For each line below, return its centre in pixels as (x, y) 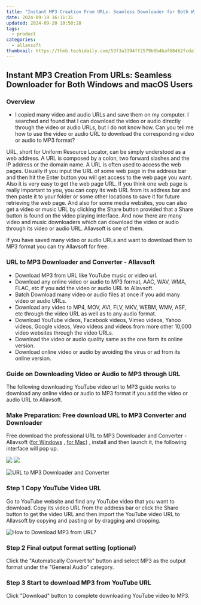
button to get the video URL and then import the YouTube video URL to (93, 514)
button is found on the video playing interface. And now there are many (94, 216)
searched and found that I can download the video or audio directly (98, 121)
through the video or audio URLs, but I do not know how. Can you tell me (104, 127)
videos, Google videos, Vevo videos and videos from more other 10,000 (103, 326)
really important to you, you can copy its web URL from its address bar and (98, 190)
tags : (13, 29)
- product (24, 34)
